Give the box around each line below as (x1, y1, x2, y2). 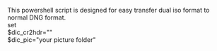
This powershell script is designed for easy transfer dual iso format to (7, 6, 210, 14)
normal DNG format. (7, 13, 66, 22)
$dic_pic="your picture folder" (7, 36, 97, 44)
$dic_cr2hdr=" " (7, 28, 53, 36)
